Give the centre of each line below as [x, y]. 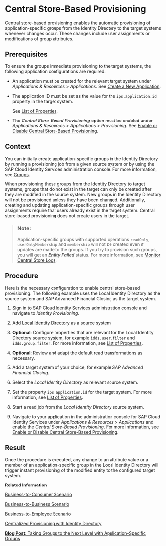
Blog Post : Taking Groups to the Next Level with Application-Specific [76, 533]
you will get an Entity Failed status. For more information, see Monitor [89, 255]
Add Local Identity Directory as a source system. [62, 323]
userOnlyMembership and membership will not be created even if [80, 244]
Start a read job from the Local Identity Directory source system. [78, 407]
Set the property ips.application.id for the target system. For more [82, 392]
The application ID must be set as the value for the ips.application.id [84, 96]
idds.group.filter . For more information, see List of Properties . [78, 343]
